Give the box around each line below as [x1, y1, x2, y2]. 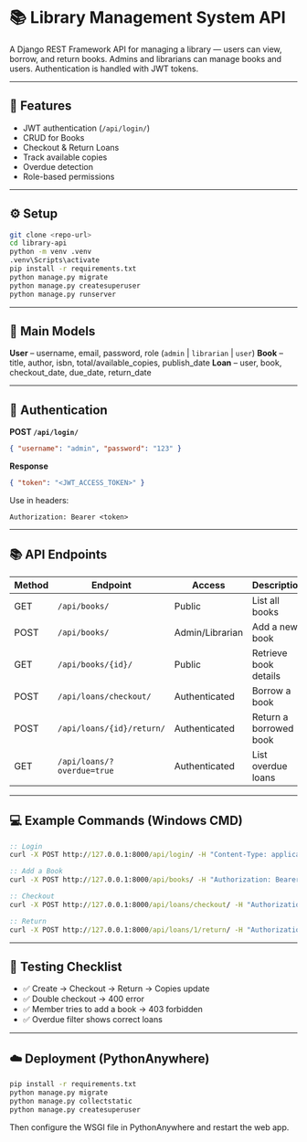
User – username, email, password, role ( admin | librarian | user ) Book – [9, 348, 283, 359]
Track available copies [22, 152, 108, 163]
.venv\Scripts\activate [9, 256, 101, 265]
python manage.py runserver [9, 290, 117, 299]
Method [14, 578, 49, 591]
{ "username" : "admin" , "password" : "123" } [9, 444, 182, 453]
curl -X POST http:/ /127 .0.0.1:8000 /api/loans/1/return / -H [9, 925, 244, 935]
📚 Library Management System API [9, 7, 286, 28]
